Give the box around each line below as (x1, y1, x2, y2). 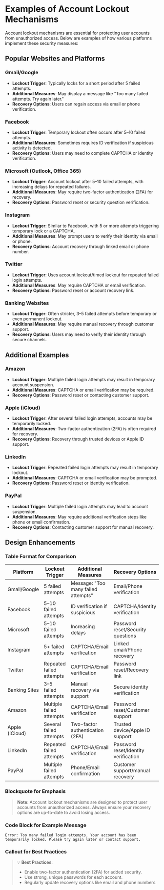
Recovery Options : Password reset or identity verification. (12, 480, 130, 486)
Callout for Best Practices (5, 848, 67, 855)
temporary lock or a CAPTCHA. (12, 228, 75, 234)
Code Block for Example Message (5, 822, 87, 828)
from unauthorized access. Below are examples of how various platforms (5, 35, 152, 41)
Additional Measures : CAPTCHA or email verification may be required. (12, 387, 155, 393)
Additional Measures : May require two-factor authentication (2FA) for (12, 189, 153, 195)
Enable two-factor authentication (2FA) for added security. (24, 869, 143, 875)
